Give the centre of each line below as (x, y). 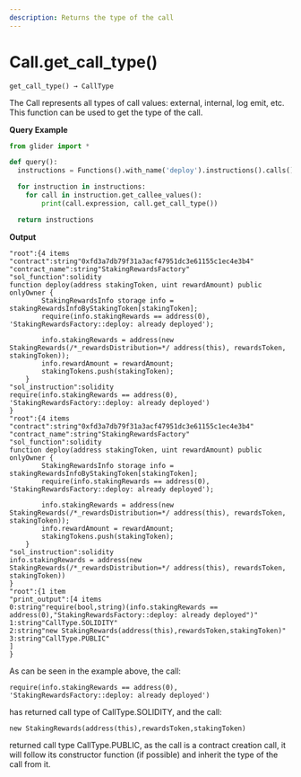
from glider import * (50, 146)
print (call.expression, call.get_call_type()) (130, 203)
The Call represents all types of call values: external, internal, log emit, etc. (147, 102)
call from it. (30, 764)
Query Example (39, 129)
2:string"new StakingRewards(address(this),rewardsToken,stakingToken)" (148, 631)
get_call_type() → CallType (62, 86)
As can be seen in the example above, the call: (95, 671)
